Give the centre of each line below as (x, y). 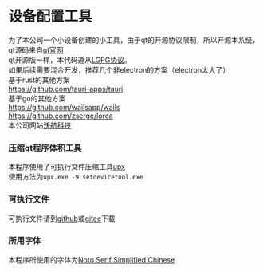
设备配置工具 (51, 16)
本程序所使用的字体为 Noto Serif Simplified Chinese (92, 259)
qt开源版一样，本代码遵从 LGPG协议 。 (70, 60)
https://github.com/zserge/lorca (61, 116)
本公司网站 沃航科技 (40, 125)
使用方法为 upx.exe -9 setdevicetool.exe (76, 177)
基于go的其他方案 (37, 98)
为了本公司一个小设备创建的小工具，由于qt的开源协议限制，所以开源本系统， (134, 40)
